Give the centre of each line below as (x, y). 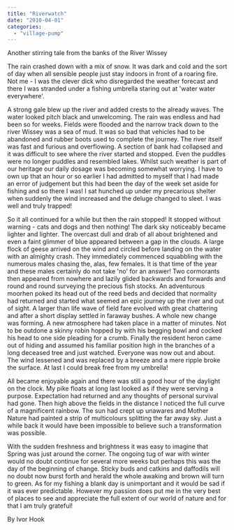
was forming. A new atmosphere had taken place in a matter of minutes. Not (117, 323)
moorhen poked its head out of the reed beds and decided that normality (112, 294)
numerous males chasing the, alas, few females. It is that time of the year (112, 264)
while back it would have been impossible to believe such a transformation (115, 425)
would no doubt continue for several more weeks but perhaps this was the (114, 462)
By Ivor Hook (26, 520)
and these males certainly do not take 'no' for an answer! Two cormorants (114, 271)
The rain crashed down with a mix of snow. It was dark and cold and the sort (117, 66)
